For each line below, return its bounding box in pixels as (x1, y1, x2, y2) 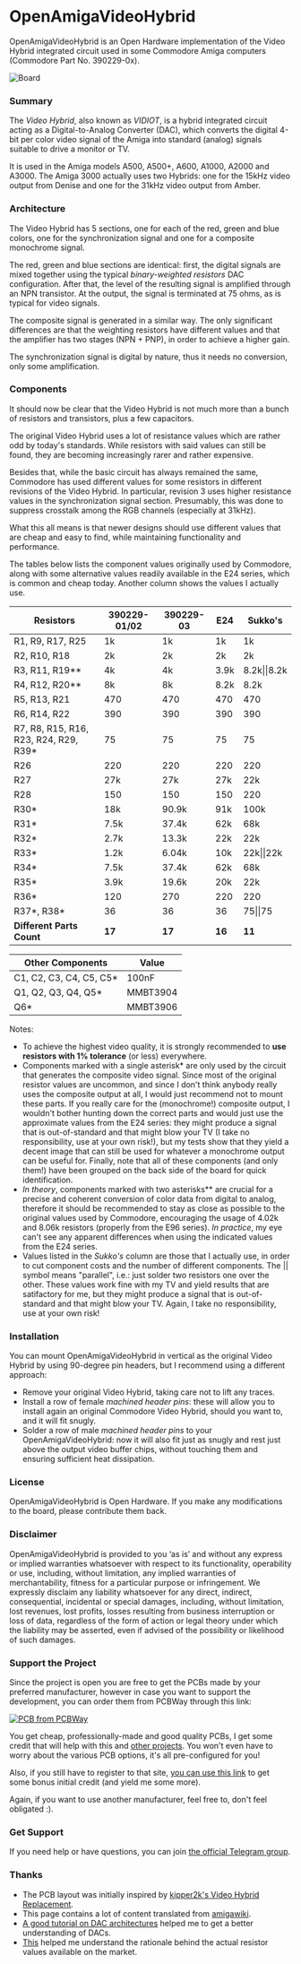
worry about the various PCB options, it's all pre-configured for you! (9, 1750, 261, 1761)
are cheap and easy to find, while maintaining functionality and (9, 532, 242, 542)
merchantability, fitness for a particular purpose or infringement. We (9, 1577, 261, 1588)
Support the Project (9, 1657, 97, 1669)
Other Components (23, 956, 108, 969)
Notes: (9, 1024, 34, 1034)
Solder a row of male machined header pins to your (21, 1425, 213, 1436)
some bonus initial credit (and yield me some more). (9, 1777, 202, 1787)
